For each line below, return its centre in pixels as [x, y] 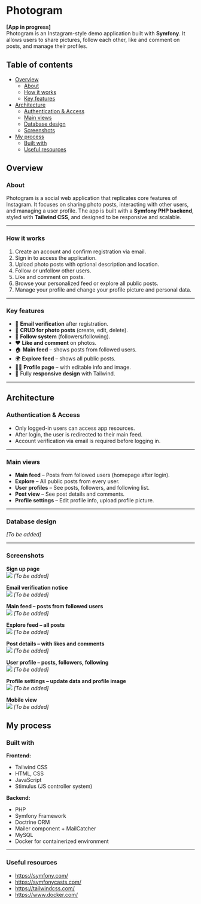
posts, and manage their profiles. [47, 46]
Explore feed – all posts [36, 625]
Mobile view [22, 700]
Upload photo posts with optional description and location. [87, 264]
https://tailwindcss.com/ [45, 888]
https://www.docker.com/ [46, 894]
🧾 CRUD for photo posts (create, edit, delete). [71, 330]
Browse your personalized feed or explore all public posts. [86, 283]
